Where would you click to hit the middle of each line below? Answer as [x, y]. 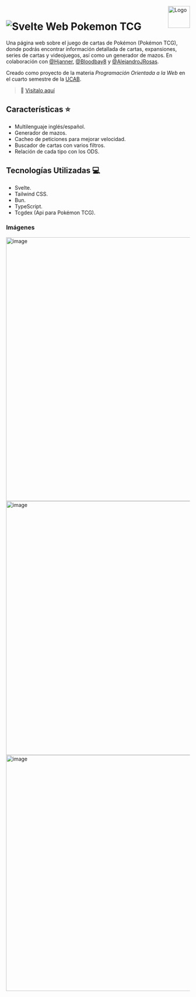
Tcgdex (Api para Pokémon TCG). [55, 213]
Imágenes [20, 228]
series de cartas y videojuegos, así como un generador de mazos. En [89, 55]
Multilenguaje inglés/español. [50, 126]
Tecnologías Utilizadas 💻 [53, 171]
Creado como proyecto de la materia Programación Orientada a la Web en [96, 73]
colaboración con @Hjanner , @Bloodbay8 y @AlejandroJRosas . [83, 61]
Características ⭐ [38, 110]
